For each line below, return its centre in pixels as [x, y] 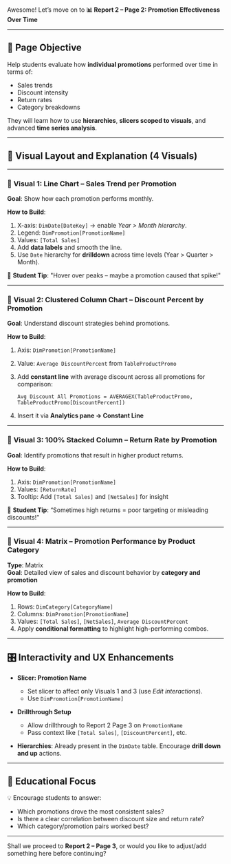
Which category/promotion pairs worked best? [83, 826]
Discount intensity [43, 92]
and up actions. [39, 753]
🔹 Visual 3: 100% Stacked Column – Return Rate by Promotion [112, 440]
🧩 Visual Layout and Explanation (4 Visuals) [102, 156]
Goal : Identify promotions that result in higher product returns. [95, 455]
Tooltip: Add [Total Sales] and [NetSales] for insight [92, 496]
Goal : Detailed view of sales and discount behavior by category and [104, 572]
